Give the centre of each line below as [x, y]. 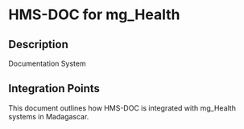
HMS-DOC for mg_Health [94, 15]
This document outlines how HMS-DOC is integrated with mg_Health [122, 108]
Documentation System [47, 63]
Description [38, 44]
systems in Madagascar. [49, 116]
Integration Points [54, 89]
